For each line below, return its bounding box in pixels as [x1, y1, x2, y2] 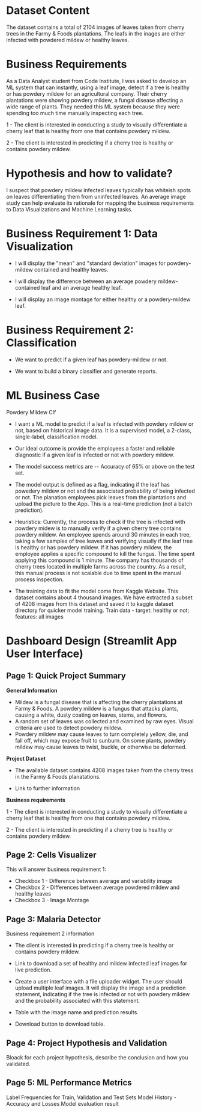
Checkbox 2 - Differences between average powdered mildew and [14, 884, 180, 891]
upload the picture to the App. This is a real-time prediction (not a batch [14, 500, 193, 507]
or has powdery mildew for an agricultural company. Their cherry [6, 90, 167, 97]
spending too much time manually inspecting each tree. [6, 109, 144, 116]
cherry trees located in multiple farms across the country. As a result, [14, 563, 187, 570]
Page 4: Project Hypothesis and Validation [6, 1038, 167, 1048]
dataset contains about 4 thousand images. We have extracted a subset [14, 594, 193, 601]
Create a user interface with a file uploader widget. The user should [14, 978, 182, 985]
